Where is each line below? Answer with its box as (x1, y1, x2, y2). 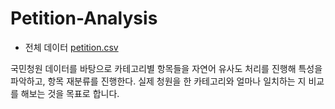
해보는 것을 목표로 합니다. (20, 87, 120, 99)
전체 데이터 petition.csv (24, 41, 119, 53)
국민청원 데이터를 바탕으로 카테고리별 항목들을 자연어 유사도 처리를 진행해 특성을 (10, 62, 323, 74)
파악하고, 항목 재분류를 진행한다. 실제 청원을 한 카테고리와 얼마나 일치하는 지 (10, 75, 307, 87)
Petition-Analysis (10, 7, 158, 30)
